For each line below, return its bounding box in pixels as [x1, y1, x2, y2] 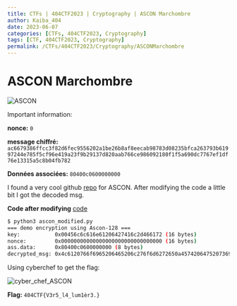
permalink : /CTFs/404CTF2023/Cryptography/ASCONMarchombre [7, 43, 185, 50]
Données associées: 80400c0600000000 [7, 170, 121, 178]
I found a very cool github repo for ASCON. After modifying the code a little [7, 183, 226, 191]
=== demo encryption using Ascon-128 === [7, 224, 131, 231]
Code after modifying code [7, 204, 88, 212]
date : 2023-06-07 [7, 23, 59, 30]
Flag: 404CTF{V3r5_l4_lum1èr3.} [7, 291, 100, 299]
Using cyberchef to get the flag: [7, 263, 100, 272]
